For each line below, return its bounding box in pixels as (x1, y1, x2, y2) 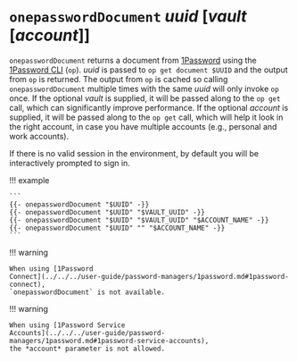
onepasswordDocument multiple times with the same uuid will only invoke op (9, 83, 279, 94)
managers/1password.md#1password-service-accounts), (9, 336, 210, 345)
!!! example (9, 174, 50, 185)
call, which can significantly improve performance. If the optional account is (9, 102, 289, 113)
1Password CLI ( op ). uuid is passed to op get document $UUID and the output (9, 64, 288, 75)
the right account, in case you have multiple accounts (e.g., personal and (9, 121, 277, 131)
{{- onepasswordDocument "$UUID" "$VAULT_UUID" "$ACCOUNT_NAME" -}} (9, 215, 269, 224)
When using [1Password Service (9, 320, 126, 330)
